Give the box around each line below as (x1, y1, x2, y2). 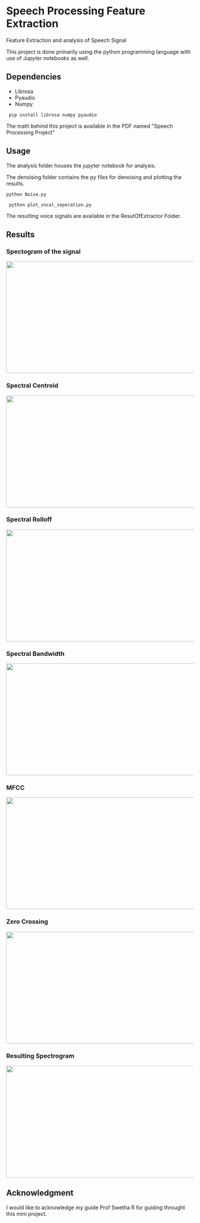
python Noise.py (6, 191, 46, 198)
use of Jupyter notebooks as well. (6, 54, 89, 61)
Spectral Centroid (6, 381, 58, 390)
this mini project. (6, 1210, 47, 1217)
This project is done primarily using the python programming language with (6, 48, 191, 55)
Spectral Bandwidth (6, 649, 65, 658)
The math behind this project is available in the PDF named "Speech (6, 122, 173, 130)
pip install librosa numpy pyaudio (8, 112, 97, 118)
